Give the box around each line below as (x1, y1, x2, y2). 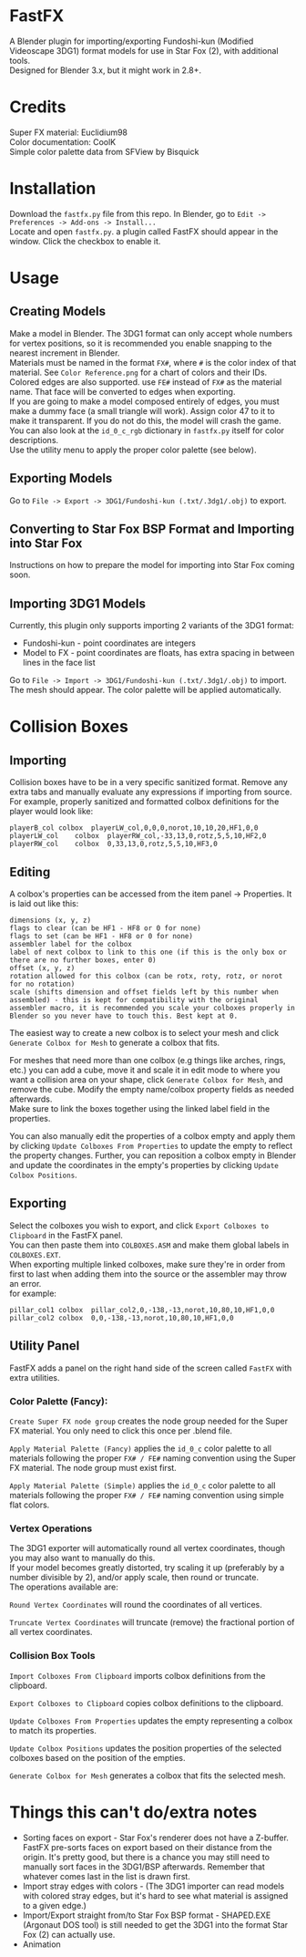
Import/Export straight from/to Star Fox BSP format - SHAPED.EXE (22, 1910, 271, 1921)
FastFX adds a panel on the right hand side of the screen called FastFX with (9, 1362, 292, 1373)
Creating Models (9, 304, 107, 319)
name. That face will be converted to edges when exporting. (9, 386, 236, 397)
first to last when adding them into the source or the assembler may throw (9, 1268, 287, 1279)
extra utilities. (9, 1372, 60, 1382)
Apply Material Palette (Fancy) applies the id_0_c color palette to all (9, 1443, 271, 1454)
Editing (9, 864, 51, 880)
